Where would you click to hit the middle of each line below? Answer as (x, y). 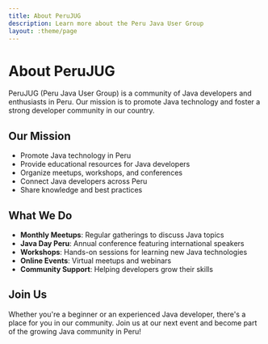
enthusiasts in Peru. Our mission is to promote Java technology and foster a (134, 102)
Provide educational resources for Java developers (105, 164)
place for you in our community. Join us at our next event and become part (133, 323)
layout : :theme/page (43, 31)
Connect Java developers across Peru (84, 181)
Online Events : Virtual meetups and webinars (96, 261)
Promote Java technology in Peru (75, 155)
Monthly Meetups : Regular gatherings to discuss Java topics (122, 235)
